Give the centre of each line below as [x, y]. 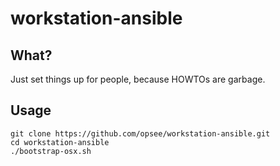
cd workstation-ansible [60, 142]
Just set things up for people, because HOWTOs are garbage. [138, 79]
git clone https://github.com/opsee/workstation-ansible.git [140, 133]
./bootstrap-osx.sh [51, 151]
